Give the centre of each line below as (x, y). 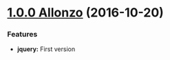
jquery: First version (46, 49)
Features (22, 34)
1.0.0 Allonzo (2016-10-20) (85, 13)
